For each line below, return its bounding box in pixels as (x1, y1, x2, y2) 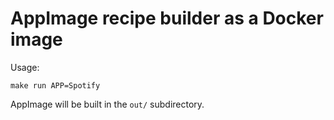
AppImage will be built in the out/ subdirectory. (10, 98, 205, 110)
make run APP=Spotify (10, 80, 101, 91)
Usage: (10, 61, 40, 73)
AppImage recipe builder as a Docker (10, 7, 324, 30)
